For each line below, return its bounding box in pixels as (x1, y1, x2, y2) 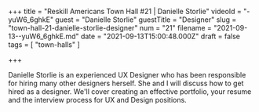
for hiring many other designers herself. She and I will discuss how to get (8, 78, 244, 88)
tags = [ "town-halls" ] (8, 40, 80, 49)
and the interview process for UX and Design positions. (8, 96, 187, 104)
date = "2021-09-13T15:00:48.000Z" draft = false (80, 31, 241, 41)
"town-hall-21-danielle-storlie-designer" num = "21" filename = (8, 23, 212, 32)
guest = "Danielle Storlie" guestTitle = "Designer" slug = (54, 15, 237, 24)
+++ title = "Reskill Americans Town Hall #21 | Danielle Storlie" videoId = (8, 7, 242, 16)
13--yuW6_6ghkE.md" (8, 31, 79, 41)
